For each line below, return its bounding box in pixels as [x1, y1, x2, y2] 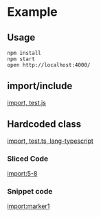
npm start [7, 56, 36, 62]
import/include [7, 80, 73, 92]
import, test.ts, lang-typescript [7, 137, 94, 145]
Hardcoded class [7, 118, 82, 130]
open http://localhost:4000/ [7, 62, 91, 69]
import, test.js [7, 98, 47, 106]
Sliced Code [7, 154, 49, 163]
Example [7, 4, 58, 20]
